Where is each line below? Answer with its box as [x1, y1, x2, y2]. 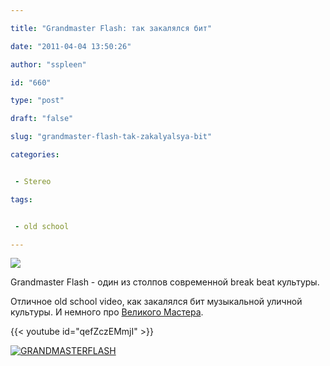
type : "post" [10, 96, 65, 106]
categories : [10, 150, 60, 160]
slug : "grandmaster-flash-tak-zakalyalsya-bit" [10, 132, 213, 142]
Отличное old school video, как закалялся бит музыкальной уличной [10, 296, 303, 308]
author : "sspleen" [10, 59, 87, 70]
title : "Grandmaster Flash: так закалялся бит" [10, 23, 213, 33]
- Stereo [14, 176, 52, 186]
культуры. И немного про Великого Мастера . [10, 306, 204, 318]
